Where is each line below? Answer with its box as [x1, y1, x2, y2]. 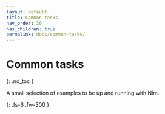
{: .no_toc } [6, 78, 34, 85]
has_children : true [6, 25, 56, 32]
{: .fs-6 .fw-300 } [6, 101, 50, 109]
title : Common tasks [6, 15, 59, 21]
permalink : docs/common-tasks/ [6, 32, 86, 38]
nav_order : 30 [6, 20, 42, 26]
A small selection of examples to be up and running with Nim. [6, 89, 160, 97]
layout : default [6, 8, 47, 15]
